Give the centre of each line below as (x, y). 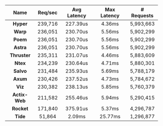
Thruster (20, 55)
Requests (142, 16)
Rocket (20, 109)
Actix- (20, 95)
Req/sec (48, 13)
